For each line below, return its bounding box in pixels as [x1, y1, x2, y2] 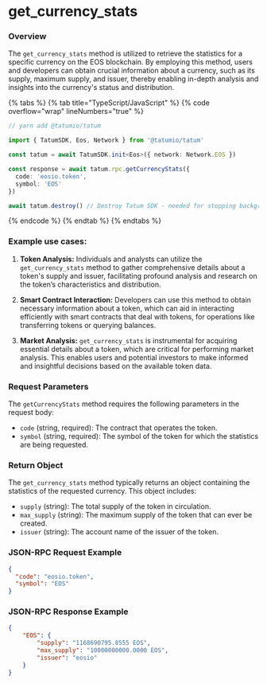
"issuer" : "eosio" [37, 654, 98, 662]
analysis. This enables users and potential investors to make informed [19, 353, 249, 362]
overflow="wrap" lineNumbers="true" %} [8, 107, 145, 116]
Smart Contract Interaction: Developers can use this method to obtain [19, 295, 252, 304]
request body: [8, 408, 54, 417]
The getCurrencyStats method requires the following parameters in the [8, 399, 240, 408]
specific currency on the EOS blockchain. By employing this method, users [8, 57, 253, 67]
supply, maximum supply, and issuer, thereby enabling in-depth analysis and [8, 74, 259, 84]
